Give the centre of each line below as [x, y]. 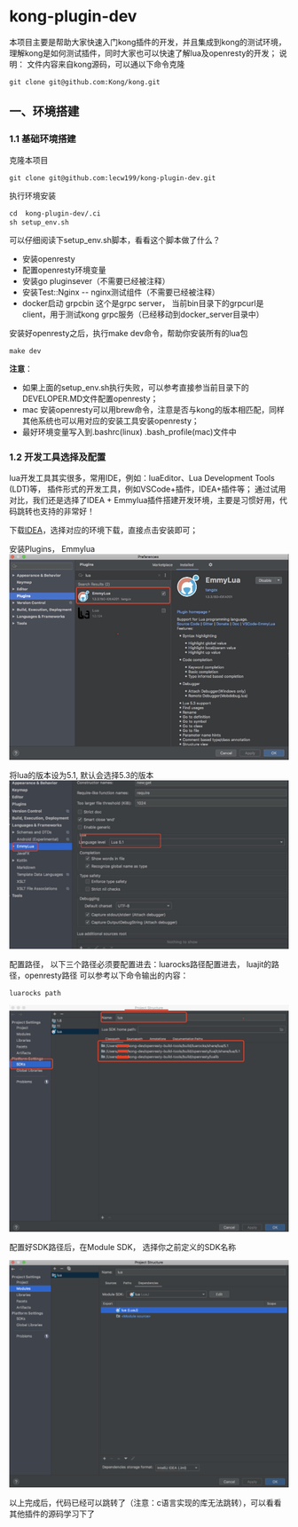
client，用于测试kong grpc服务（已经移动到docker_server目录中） [143, 314]
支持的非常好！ [67, 511]
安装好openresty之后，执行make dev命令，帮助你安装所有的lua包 [129, 333]
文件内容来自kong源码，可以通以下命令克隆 [106, 64]
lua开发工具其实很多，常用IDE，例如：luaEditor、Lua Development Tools [142, 477]
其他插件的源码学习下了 [52, 1514]
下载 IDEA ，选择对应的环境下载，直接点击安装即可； [103, 530]
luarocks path [35, 993]
